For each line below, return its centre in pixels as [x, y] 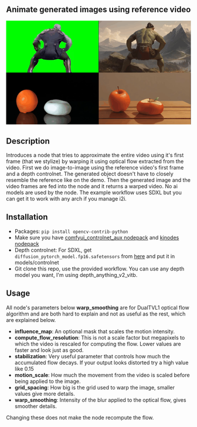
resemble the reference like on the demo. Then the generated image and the [98, 180]
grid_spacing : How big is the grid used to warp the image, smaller [94, 387]
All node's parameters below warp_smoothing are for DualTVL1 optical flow [98, 307]
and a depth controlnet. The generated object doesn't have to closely [90, 174]
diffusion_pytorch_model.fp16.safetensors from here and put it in [95, 256]
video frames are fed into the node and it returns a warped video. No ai [92, 186]
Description [28, 141]
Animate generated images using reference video [98, 10]
